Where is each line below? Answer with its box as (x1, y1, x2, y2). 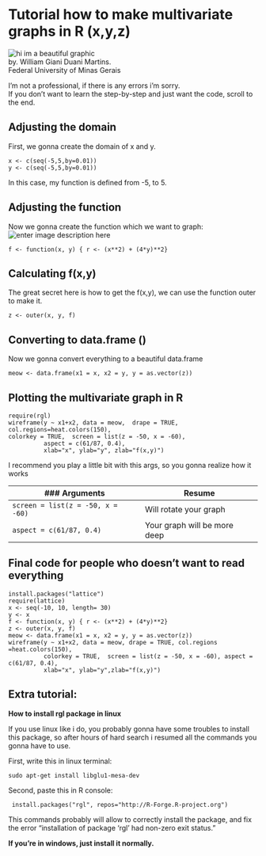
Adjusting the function (8, 200, 122, 215)
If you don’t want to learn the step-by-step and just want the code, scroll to (8, 89, 253, 98)
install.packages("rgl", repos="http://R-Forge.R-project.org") (11, 801, 228, 808)
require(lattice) (8, 596, 66, 605)
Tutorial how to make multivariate (8, 6, 234, 24)
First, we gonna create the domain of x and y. (8, 141, 156, 151)
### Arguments (44, 488, 105, 498)
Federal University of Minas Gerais (8, 65, 121, 74)
